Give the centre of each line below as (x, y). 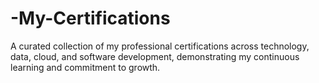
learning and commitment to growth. (85, 67)
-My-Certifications (90, 18)
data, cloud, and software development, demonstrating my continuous (155, 56)
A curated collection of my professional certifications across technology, (160, 46)
